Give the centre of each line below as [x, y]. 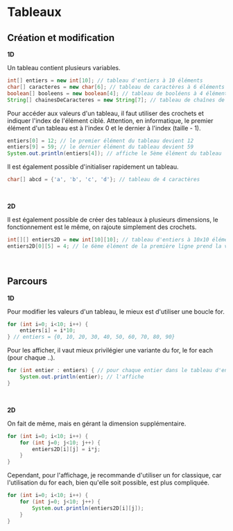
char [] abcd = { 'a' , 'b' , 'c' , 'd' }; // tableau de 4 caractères [104, 180]
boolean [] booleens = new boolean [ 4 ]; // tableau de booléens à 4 [105, 93]
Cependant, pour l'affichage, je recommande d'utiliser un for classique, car [114, 475]
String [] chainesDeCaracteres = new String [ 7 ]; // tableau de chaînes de [116, 100]
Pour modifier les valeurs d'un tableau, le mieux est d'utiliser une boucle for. [116, 311]
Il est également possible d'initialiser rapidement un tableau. [93, 167]
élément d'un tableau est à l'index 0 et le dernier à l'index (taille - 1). [104, 128]
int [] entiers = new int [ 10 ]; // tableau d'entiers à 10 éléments [105, 81]
